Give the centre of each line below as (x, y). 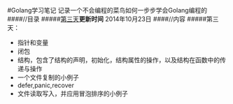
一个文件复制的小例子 (48, 77)
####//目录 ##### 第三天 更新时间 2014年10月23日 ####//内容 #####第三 (113, 19)
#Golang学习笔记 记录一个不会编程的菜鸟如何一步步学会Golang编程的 (107, 10)
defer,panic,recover (46, 85)
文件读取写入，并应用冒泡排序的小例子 (72, 94)
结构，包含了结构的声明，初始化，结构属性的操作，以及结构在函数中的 (119, 60)
